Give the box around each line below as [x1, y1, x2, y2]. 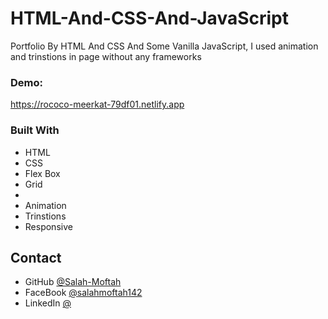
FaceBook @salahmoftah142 [24, 287, 143, 299]
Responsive [24, 220, 73, 232]
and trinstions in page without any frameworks [10, 50, 202, 62]
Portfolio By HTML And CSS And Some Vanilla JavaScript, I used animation [10, 40, 319, 52]
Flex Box [24, 167, 61, 179]
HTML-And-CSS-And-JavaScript [10, 7, 289, 30]
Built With [10, 123, 60, 137]
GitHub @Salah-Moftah [24, 276, 122, 288]
